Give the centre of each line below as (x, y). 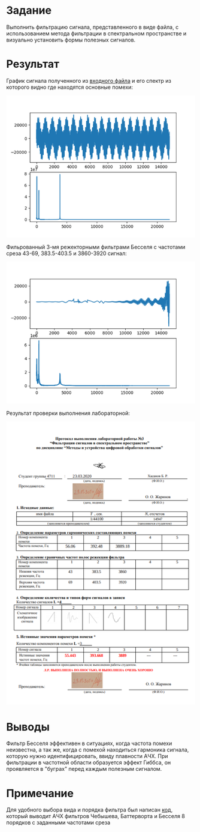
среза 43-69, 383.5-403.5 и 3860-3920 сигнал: (66, 253)
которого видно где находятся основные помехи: (70, 87)
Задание (29, 11)
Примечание (40, 793)
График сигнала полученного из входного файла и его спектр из (89, 80)
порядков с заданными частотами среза (58, 822)
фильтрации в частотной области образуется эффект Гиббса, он (89, 762)
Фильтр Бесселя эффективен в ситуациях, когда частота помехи (89, 743)
